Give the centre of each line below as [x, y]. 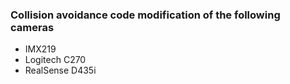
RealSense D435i [60, 70]
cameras [32, 27]
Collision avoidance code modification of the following [145, 15]
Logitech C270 [55, 60]
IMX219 [40, 49]
